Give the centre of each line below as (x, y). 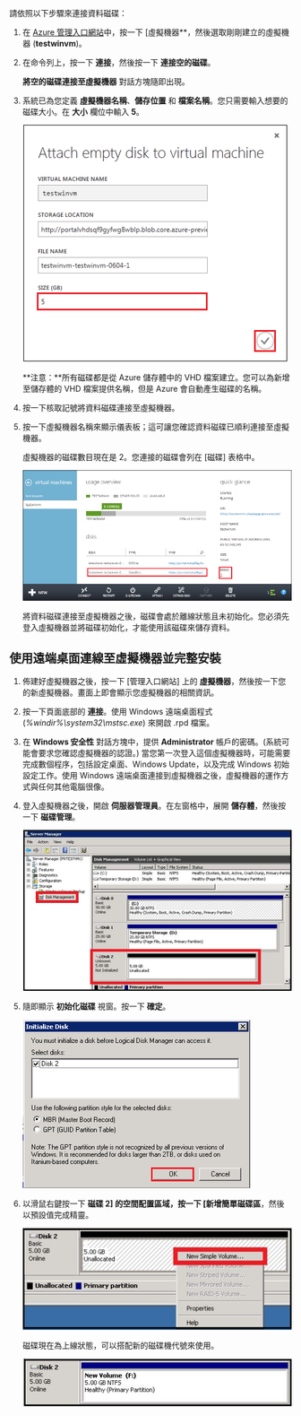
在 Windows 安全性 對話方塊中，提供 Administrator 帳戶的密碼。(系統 (152, 742)
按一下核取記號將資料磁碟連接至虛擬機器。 (101, 408)
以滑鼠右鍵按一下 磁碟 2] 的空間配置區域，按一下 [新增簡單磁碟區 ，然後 (153, 1203)
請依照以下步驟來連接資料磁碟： (68, 13)
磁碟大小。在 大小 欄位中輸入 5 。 (83, 112)
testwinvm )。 (61, 43)
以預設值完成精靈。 (58, 1214)
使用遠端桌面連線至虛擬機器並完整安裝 (115, 658)
